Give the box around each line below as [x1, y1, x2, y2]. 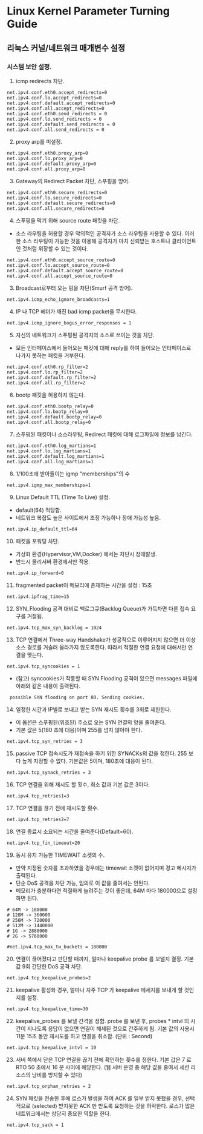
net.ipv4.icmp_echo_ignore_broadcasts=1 [7, 296, 111, 303]
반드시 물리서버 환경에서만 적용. [15, 558, 90, 565]
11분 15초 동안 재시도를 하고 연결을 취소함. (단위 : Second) [15, 1032, 153, 1039]
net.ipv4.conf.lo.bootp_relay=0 [7, 408, 88, 415]
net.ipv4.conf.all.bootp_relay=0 [7, 419, 91, 425]
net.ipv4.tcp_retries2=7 [7, 816, 69, 822]
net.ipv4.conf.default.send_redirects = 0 [7, 121, 115, 127]
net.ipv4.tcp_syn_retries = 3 [7, 738, 83, 744]
